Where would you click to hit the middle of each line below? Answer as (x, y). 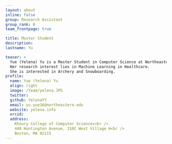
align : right (24, 86)
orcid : (17, 114)
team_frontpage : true (28, 29)
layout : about (20, 10)
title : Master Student (29, 38)
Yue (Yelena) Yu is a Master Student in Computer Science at (77, 62)
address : (19, 119)
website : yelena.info (33, 110)
